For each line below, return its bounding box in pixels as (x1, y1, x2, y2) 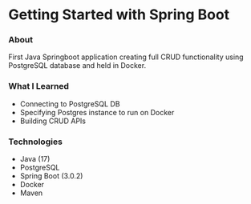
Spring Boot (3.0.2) (19, 171, 83, 181)
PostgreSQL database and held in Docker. (8, 61, 147, 70)
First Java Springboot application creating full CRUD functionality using (8, 52, 244, 62)
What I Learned (8, 81, 70, 92)
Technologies (8, 136, 63, 147)
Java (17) (19, 154, 51, 164)
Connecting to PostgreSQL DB (19, 98, 120, 109)
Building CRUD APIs (19, 116, 87, 126)
